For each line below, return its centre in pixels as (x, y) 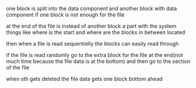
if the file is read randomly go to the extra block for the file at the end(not (94, 55)
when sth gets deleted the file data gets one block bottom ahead (84, 79)
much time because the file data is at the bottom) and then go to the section (98, 61)
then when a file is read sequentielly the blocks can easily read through (93, 44)
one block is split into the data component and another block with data (92, 9)
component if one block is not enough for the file (65, 15)
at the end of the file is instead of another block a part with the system (91, 26)
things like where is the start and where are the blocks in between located (96, 32)
